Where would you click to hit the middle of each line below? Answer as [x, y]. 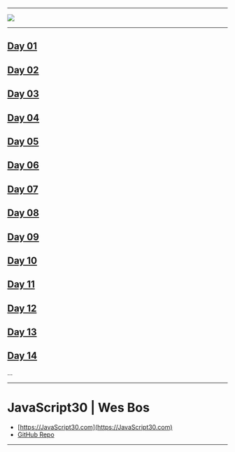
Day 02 [23, 70]
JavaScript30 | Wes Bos [79, 408]
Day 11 [21, 285]
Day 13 [22, 333]
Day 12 [22, 308]
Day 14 [22, 356]
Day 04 [23, 117]
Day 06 [23, 165]
